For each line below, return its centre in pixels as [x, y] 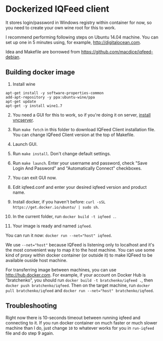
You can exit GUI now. [35, 178]
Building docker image [40, 72]
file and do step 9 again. [30, 333]
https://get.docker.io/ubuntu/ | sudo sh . [56, 207]
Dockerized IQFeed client [57, 9]
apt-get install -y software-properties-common [55, 93]
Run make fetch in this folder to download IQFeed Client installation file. [84, 129]
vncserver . [23, 120]
